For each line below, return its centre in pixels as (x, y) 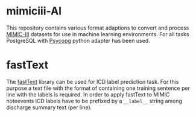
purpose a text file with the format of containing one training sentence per (98, 88)
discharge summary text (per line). (49, 107)
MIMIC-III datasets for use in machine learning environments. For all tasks (98, 34)
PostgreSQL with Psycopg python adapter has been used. (78, 40)
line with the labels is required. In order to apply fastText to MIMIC (88, 94)
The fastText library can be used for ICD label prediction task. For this (93, 81)
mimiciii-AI (34, 11)
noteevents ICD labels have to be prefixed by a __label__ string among (94, 101)
